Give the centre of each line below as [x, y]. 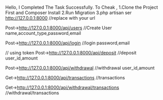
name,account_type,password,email [43, 33]
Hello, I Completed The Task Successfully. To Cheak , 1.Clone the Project [82, 7]
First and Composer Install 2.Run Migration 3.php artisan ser [69, 13]
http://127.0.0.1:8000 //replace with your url [50, 18]
